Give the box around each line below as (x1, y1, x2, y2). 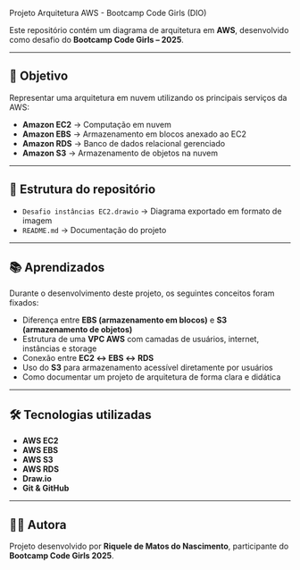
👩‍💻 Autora (9, 517, 67, 532)
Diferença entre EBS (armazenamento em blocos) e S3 (21, 314, 228, 325)
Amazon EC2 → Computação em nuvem (21, 119, 171, 130)
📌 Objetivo (9, 69, 69, 84)
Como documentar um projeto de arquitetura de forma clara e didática (21, 372, 281, 382)
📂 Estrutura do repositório (9, 182, 156, 197)
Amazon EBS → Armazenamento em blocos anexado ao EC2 (21, 129, 247, 139)
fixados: (9, 298, 39, 308)
